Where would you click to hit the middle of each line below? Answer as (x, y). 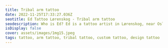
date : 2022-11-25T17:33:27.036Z (39, 14)
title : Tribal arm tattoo (32, 10)
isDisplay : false (23, 28)
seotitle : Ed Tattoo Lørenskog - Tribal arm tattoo (60, 19)
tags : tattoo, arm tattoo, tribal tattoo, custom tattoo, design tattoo (82, 38)
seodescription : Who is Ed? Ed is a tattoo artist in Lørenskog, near (80, 24)
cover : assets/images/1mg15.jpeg (40, 33)
